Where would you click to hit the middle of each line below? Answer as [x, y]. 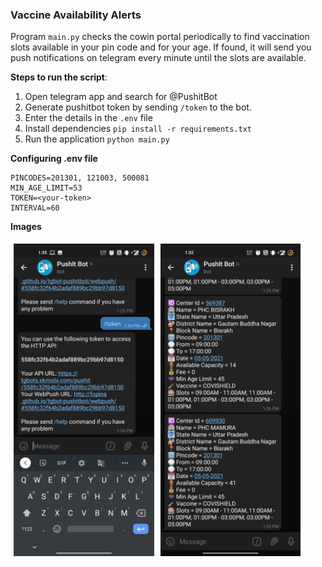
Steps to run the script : [59, 77]
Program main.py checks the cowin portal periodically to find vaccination [160, 37]
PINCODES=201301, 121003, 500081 [80, 178]
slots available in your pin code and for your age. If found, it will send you [161, 47]
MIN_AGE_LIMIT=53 [46, 188]
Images [26, 227]
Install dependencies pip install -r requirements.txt [138, 129]
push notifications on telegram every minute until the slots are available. [158, 58]
